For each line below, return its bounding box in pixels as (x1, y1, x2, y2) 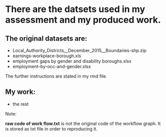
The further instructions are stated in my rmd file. (5, 73, 107, 79)
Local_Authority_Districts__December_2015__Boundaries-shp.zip (12, 48, 147, 53)
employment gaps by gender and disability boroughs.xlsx (12, 58, 132, 64)
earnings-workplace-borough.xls (12, 53, 81, 59)
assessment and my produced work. (5, 14, 161, 26)
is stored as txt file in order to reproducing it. (5, 125, 98, 131)
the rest (12, 101, 29, 107)
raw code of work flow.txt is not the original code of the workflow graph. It (5, 120, 161, 126)
